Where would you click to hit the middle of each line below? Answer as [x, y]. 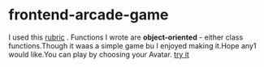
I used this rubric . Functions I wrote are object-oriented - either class [126, 37]
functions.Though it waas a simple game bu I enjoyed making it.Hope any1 [132, 45]
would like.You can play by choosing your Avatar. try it [99, 54]
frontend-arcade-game [89, 15]
